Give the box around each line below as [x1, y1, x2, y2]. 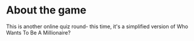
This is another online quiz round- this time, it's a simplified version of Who [6, 23, 189, 30]
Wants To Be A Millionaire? [6, 29, 71, 36]
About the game [6, 4, 87, 17]
